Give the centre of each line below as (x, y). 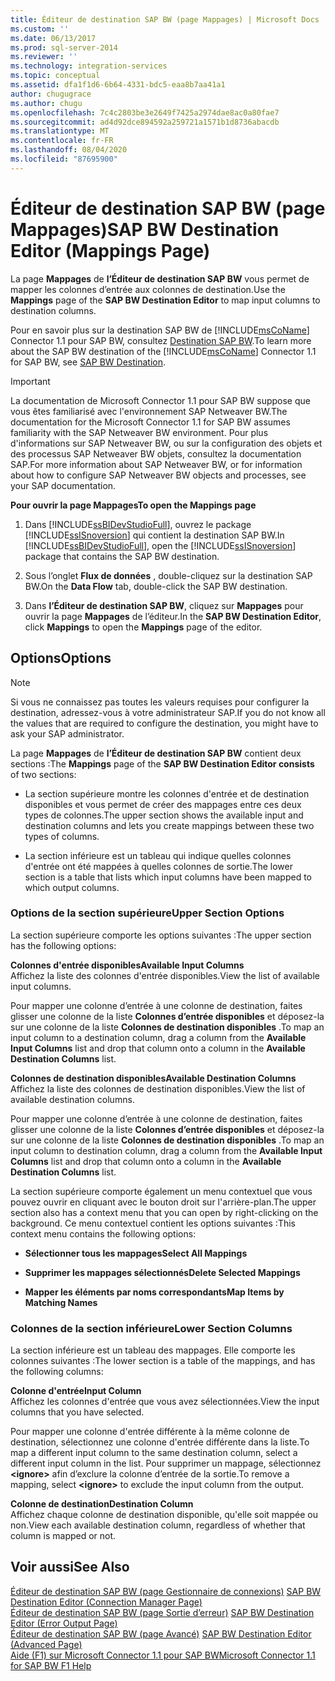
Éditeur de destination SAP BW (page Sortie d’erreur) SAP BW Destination (162, 1612)
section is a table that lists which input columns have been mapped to (168, 877)
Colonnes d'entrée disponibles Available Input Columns (127, 965)
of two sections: (43, 774)
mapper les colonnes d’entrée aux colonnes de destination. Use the (148, 289)
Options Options (61, 658)
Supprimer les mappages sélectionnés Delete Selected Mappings (162, 1272)
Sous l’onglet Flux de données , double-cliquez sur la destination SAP (168, 575)
